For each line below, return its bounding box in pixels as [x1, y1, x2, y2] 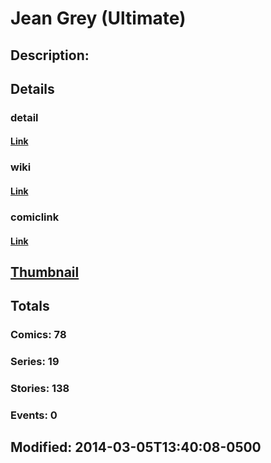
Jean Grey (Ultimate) [10, 7, 187, 30]
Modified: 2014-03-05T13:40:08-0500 [10, 439, 262, 456]
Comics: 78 [10, 328, 67, 342]
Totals [10, 298, 50, 315]
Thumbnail [10, 263, 80, 281]
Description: [10, 47, 90, 64]
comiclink [10, 210, 60, 224]
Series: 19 [10, 355, 60, 369]
